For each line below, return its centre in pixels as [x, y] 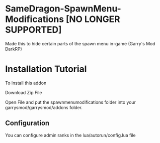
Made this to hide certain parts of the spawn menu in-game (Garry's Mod [80, 43]
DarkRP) [14, 49]
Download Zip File [24, 92]
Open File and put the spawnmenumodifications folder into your [71, 102]
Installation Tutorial [46, 69]
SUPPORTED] [34, 30]
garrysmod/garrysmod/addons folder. [44, 107]
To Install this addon [26, 83]
